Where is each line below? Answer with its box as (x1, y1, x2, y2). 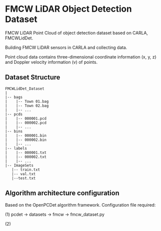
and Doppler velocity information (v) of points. (5, 59, 98, 65)
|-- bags (5, 95, 23, 99)
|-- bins (5, 129, 23, 134)
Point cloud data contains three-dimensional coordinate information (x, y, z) (5, 54, 157, 59)
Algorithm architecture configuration (5, 189, 120, 197)
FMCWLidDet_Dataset (5, 86, 45, 91)
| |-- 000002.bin (5, 137, 47, 142)
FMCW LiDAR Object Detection (5, 3, 132, 15)
